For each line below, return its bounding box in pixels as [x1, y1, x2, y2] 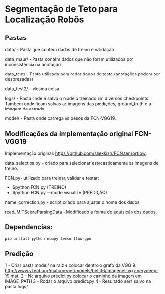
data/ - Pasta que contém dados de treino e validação [5, 47, 114, 52]
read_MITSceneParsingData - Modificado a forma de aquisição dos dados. [5, 209, 157, 215]
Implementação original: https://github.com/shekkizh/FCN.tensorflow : [5, 150, 147, 156]
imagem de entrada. [5, 106, 46, 111]
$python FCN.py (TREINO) [12, 184, 66, 190]
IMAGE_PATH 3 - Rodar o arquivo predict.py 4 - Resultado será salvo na [5, 278, 151, 284]
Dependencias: [5, 223, 53, 231]
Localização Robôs [5, 14, 85, 25]
